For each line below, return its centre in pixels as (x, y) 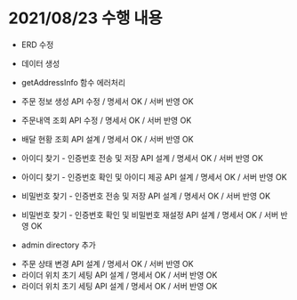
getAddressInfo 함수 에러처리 (73, 82)
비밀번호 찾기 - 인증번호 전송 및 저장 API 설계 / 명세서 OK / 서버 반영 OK (146, 196)
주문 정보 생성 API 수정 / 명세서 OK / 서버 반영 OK (107, 101)
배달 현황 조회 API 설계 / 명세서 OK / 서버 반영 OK (107, 139)
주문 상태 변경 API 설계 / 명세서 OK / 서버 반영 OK (107, 264)
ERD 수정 (37, 45)
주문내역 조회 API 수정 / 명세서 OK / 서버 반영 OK (106, 120)
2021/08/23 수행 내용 (86, 18)
